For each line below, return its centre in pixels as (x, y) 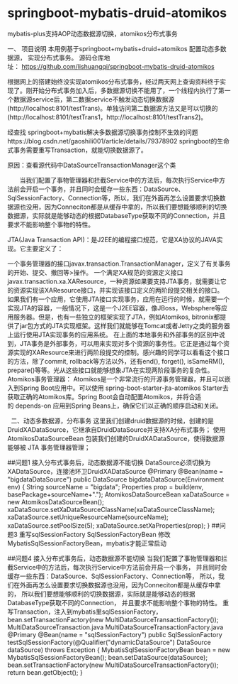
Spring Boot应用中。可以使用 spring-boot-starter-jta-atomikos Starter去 (124, 388)
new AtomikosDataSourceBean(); (56, 501)
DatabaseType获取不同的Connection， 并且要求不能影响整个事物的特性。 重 (118, 602)
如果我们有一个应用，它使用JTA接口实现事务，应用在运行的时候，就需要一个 (119, 299)
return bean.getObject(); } (45, 672)
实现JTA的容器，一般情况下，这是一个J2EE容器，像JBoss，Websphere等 (114, 308)
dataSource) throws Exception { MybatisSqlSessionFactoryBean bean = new (119, 650)
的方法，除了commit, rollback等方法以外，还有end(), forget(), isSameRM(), (116, 361)
